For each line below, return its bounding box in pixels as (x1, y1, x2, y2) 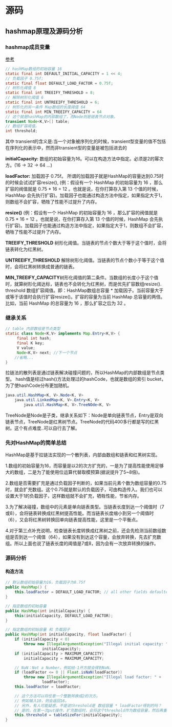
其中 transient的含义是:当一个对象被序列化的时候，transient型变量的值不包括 (5, 138, 166, 144)
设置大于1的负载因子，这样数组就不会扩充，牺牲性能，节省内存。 (5, 493, 142, 499)
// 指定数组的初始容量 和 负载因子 (5, 627, 71, 632)
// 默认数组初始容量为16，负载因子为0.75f (5, 580, 85, 585)
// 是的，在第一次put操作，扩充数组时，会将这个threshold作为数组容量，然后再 (14, 707, 163, 713)
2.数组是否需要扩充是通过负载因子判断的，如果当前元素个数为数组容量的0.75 (5, 480, 166, 486)
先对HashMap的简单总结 (5, 439, 67, 446)
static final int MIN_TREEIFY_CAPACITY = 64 (5, 109, 102, 115)
